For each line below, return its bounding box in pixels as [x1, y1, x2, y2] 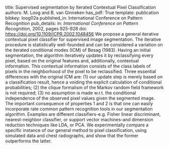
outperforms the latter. [5, 138, 52, 144]
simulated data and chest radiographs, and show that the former [5, 133, 139, 138]
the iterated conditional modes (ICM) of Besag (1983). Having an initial [5, 47, 151, 53]
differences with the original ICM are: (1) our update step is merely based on [5, 74, 163, 80]
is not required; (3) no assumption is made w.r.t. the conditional [5, 90, 136, 96]
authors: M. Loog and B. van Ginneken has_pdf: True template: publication [5, 10, 159, 16]
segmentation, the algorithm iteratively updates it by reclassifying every [5, 52, 154, 58]
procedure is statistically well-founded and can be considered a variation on [5, 42, 163, 47]
